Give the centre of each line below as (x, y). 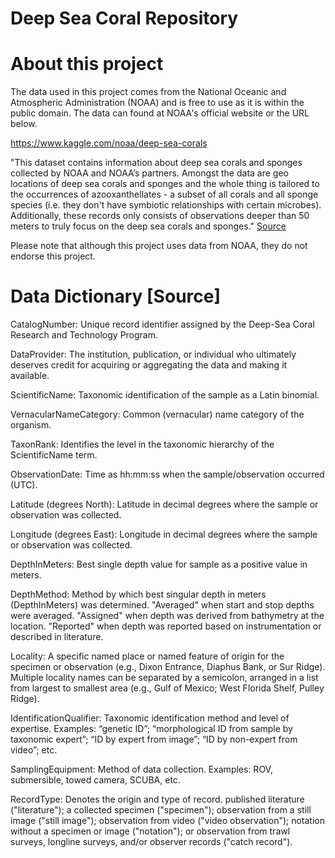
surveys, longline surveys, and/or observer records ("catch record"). (151, 842)
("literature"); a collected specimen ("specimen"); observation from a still (161, 810)
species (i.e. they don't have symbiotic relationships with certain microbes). (166, 205)
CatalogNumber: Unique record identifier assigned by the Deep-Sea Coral (162, 324)
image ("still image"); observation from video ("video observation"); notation (168, 821)
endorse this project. (53, 256)
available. (30, 376)
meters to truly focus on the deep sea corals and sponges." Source (148, 226)
